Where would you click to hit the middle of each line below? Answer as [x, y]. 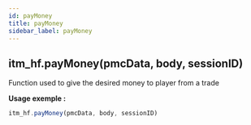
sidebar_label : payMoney [50, 31]
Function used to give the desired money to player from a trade [114, 83]
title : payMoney [36, 23]
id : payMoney [30, 16]
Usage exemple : [37, 98]
